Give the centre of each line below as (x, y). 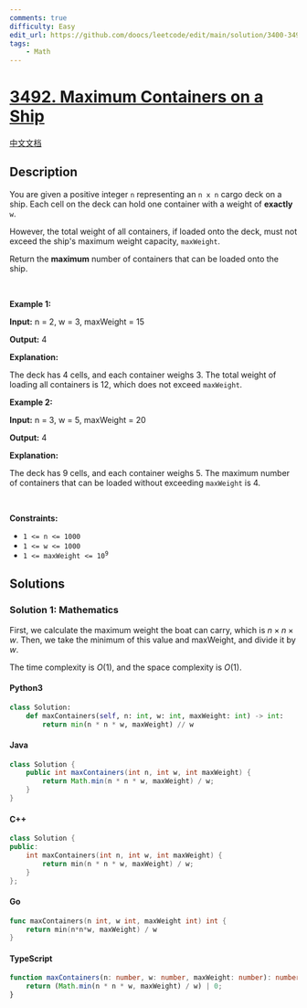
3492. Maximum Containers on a (137, 97)
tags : (20, 43)
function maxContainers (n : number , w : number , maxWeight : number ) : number (155, 978)
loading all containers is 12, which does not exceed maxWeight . (126, 384)
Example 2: (31, 402)
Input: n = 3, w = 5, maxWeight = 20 (78, 419)
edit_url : (28, 35)
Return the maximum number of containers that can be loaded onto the (144, 259)
